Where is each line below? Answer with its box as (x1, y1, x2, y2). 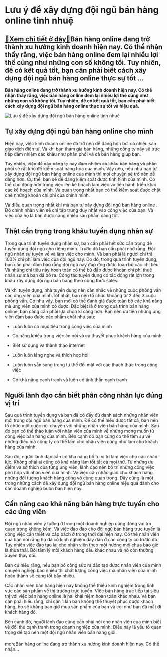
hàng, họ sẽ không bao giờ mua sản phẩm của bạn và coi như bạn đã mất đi (5, 604, 161, 610)
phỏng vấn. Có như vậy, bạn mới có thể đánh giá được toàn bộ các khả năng (5, 298, 162, 304)
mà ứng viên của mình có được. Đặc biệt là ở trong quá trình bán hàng (5, 303, 149, 309)
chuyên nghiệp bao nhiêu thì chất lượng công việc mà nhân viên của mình (5, 568, 157, 574)
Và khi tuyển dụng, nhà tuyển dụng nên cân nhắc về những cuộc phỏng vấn (5, 287, 161, 293)
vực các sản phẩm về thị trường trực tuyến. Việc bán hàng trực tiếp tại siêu (5, 588, 159, 594)
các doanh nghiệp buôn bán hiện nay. (5, 486, 83, 492)
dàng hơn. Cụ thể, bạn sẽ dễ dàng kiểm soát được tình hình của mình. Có (5, 176, 155, 182)
